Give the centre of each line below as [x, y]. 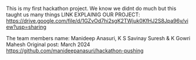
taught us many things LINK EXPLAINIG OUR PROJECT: [73, 15]
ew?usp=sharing [26, 27]
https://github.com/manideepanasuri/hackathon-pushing [75, 51]
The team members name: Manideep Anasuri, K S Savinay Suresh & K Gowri [98, 38]
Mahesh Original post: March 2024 [48, 44]
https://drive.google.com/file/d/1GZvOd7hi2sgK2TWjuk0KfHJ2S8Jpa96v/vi [97, 21]
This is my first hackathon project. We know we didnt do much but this [91, 8]
